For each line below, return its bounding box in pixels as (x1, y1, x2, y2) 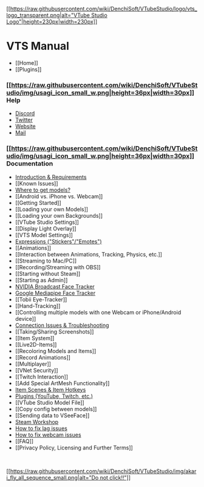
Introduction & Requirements (15, 173, 87, 181)
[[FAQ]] (15, 437, 34, 445)
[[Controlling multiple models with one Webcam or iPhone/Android (15, 309, 182, 316)
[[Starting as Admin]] (15, 276, 68, 284)
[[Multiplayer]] (15, 360, 52, 368)
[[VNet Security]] (15, 366, 59, 374)
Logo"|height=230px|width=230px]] (6, 18, 98, 25)
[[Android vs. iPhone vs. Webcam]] (15, 192, 103, 200)
